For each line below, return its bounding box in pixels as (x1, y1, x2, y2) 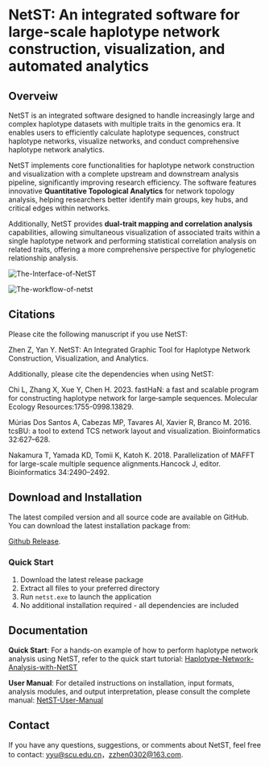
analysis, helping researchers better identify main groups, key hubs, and (8, 195, 248, 204)
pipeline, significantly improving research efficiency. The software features (8, 177, 257, 187)
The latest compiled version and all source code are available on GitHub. (8, 512, 250, 522)
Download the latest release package (19, 574, 143, 584)
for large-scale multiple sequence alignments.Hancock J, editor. (8, 458, 221, 469)
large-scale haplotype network (8, 23, 220, 41)
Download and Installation (8, 490, 143, 505)
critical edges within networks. (8, 203, 110, 213)
